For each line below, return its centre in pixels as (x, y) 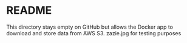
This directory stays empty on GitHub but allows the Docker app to (90, 27)
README (29, 10)
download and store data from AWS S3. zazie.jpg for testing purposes (94, 33)
